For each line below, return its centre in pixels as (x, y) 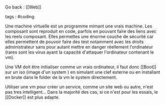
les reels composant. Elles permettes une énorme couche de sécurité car (79, 37)
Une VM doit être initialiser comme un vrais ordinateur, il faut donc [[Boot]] (81, 67)
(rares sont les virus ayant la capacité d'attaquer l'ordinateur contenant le (80, 52)
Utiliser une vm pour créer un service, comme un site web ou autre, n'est (79, 87)
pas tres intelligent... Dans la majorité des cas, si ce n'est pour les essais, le (82, 92)
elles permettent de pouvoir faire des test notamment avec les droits (74, 42)
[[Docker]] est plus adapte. (33, 97)
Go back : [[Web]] (23, 7)
